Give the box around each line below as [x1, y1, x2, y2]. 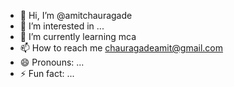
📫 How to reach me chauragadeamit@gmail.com [19, 42, 223, 54]
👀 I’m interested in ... [19, 20, 105, 32]
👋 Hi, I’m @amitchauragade [19, 10, 133, 21]
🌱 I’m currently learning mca [19, 31, 137, 42]
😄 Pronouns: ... [19, 56, 85, 68]
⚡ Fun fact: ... [19, 68, 75, 79]
